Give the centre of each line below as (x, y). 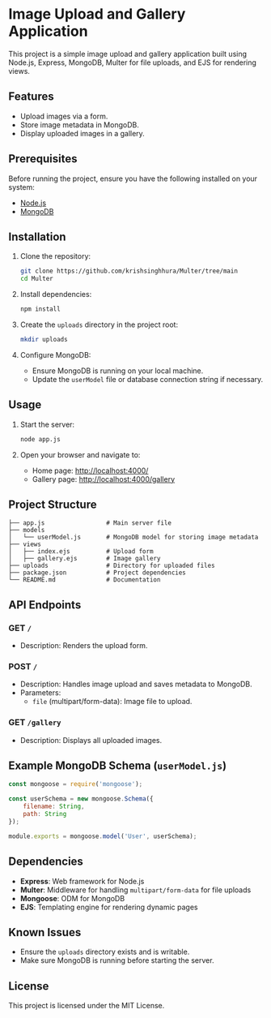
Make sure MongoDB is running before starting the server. (117, 960)
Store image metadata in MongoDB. (79, 125)
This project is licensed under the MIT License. (87, 1006)
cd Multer (37, 279)
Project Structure (53, 504)
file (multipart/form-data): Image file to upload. (112, 702)
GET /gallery (35, 723)
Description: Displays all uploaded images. (91, 740)
